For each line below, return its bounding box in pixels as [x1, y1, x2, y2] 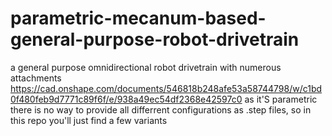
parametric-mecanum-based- [10, 7, 267, 30]
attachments [10, 72, 62, 84]
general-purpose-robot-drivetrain [10, 28, 300, 51]
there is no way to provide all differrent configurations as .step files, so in [10, 103, 312, 116]
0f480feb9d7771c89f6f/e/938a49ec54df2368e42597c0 [10, 93, 243, 105]
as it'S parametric [244, 93, 318, 105]
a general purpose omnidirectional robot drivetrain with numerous [10, 61, 282, 73]
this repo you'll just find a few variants [10, 114, 168, 126]
